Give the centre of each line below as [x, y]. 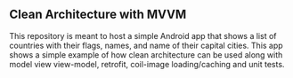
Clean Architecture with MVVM [98, 15]
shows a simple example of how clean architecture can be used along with [146, 55]
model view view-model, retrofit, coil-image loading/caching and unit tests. [147, 64]
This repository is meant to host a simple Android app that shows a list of [143, 35]
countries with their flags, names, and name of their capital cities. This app [146, 45]
